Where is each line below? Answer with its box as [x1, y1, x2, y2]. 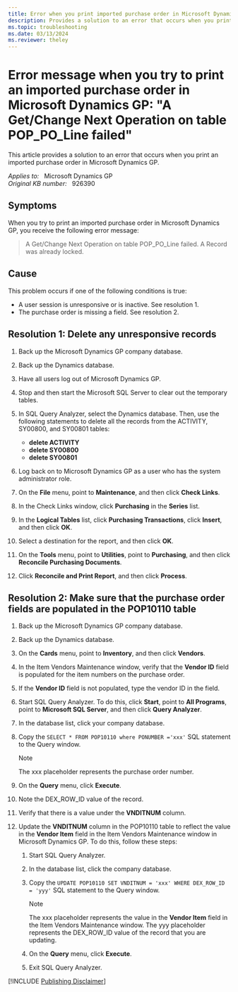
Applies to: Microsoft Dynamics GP [8, 172, 113, 180]
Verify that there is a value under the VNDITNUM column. [18, 809, 186, 817]
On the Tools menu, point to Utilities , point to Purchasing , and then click [18, 550, 231, 559]
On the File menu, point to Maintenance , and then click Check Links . [18, 488, 220, 496]
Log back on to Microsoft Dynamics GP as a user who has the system [18, 467, 221, 475]
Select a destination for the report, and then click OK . [18, 537, 174, 545]
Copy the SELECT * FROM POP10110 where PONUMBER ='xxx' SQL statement [18, 733, 231, 741]
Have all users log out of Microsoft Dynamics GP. [18, 374, 162, 383]
